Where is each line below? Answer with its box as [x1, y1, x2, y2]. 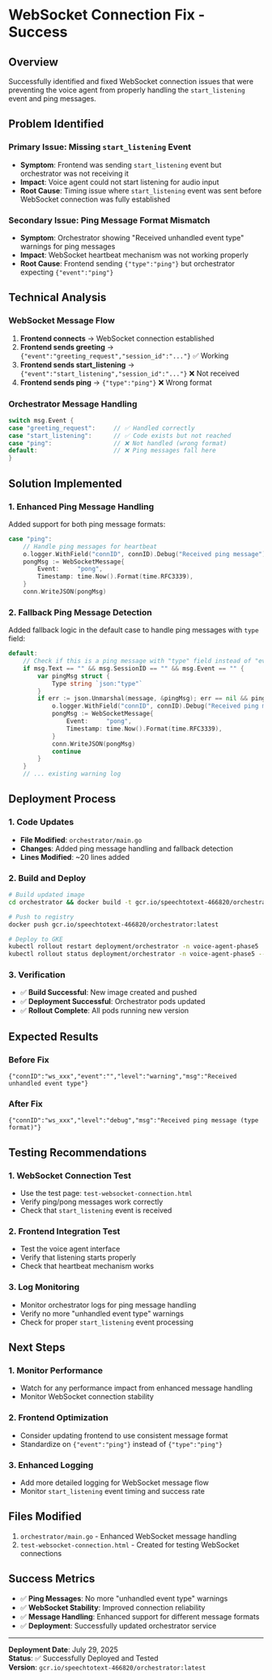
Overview [8, 55, 59, 69]
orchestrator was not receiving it [19, 168, 130, 178]
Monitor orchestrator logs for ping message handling [19, 1299, 197, 1309]
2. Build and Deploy [8, 872, 87, 883]
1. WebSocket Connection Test [8, 1170, 132, 1181]
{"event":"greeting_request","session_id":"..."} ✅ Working [19, 351, 229, 360]
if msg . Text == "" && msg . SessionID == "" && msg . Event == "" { [23, 664, 244, 673]
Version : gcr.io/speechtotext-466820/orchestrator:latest [8, 1662, 206, 1672]
